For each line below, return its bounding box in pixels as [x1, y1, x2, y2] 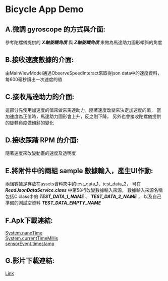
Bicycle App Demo [5, 4, 84, 15]
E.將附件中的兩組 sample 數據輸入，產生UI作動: [5, 166, 153, 175]
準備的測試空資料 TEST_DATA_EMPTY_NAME [5, 200, 101, 206]
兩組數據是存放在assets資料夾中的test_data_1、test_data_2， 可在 [5, 181, 141, 187]
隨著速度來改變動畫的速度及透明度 [5, 150, 76, 156]
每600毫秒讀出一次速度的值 [5, 76, 63, 82]
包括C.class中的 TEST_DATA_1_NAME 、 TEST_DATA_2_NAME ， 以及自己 [5, 193, 161, 199]
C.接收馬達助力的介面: [5, 93, 75, 101]
